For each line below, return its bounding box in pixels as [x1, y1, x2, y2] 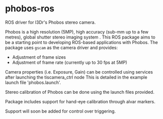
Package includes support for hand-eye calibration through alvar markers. [5, 98, 156, 104]
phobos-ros [5, 3, 55, 14]
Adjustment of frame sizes [12, 54, 66, 60]
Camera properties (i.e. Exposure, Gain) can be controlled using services [5, 69, 153, 75]
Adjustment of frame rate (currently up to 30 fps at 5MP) [12, 59, 128, 65]
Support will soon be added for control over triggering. [5, 108, 116, 114]
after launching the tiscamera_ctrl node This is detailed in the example [5, 74, 148, 80]
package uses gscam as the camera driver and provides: [5, 44, 118, 50]
